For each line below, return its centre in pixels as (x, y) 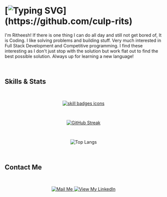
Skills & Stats (25, 82)
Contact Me (23, 167)
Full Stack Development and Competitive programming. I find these (74, 45)
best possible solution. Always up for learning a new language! (69, 56)
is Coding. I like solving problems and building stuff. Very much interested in (83, 40)
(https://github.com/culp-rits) (69, 21)
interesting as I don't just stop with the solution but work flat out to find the (81, 51)
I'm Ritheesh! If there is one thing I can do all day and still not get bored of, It (83, 35)
